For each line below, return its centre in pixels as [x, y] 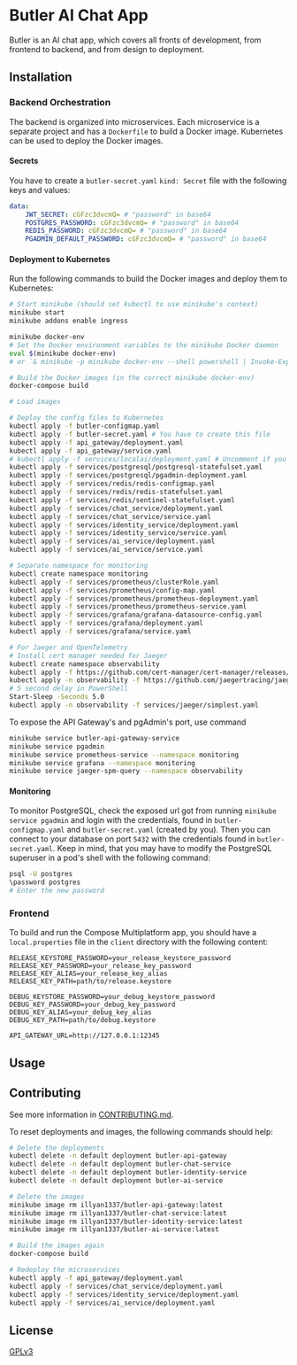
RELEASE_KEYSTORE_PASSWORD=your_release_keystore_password [120, 958]
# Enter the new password [57, 891]
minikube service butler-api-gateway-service [94, 738]
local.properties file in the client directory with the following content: [138, 942]
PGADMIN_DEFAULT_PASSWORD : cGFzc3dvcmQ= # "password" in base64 [146, 239]
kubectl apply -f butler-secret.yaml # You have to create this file [140, 434]
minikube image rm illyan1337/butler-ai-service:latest [114, 1229]
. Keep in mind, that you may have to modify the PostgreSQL [162, 849]
